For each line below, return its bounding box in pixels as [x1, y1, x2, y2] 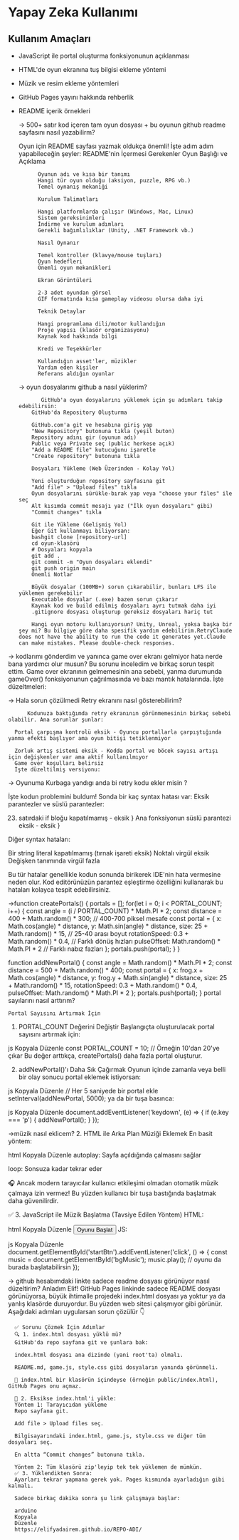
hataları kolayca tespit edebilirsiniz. [8, 885, 111, 894]
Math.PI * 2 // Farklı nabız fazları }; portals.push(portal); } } [8, 945, 181, 953]
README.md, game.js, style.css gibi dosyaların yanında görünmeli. [14, 1364, 219, 1371]
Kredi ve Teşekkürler [37, 345, 102, 353]
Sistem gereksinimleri [37, 214, 105, 222]
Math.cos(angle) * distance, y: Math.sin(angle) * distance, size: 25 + [8, 922, 208, 930]
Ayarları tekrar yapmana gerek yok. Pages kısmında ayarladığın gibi [14, 1476, 225, 1483]
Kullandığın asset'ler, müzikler [37, 358, 137, 365]
